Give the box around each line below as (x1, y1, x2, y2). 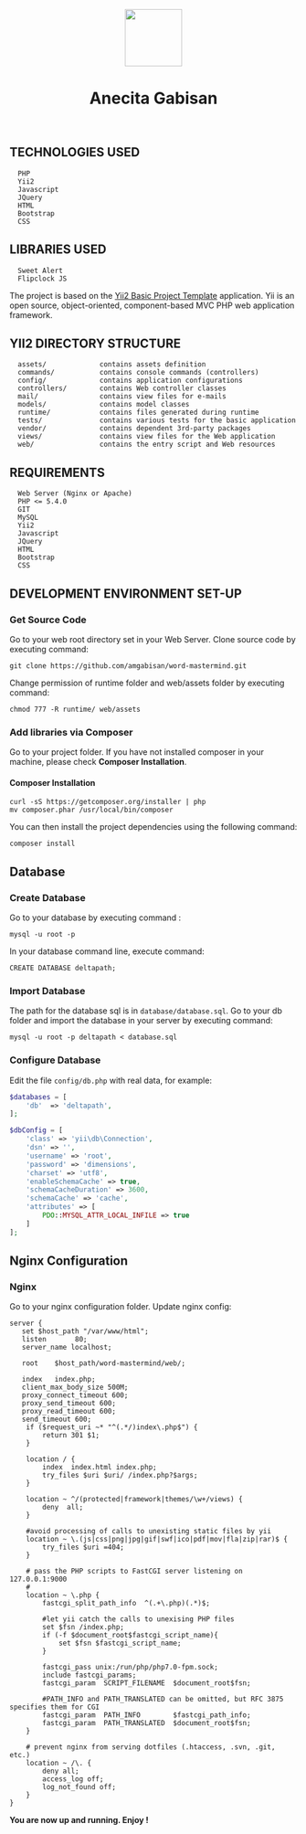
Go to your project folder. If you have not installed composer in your (9, 747, 265, 758)
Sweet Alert (17, 266, 64, 275)
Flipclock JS (17, 274, 68, 283)
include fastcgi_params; (42, 1670, 137, 1680)
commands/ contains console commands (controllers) (17, 368, 259, 377)
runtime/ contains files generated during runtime (17, 408, 259, 418)
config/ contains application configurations (17, 376, 244, 386)
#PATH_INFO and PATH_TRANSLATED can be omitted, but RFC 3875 (42, 1695, 284, 1704)
